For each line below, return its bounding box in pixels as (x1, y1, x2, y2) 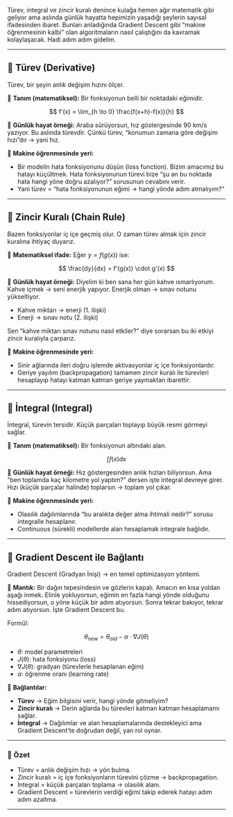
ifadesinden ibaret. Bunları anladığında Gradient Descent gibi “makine (7, 21, 206, 28)
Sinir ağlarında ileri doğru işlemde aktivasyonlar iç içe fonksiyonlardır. (17, 361, 216, 369)
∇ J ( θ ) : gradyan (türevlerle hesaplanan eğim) (17, 663, 144, 671)
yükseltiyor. (7, 292, 40, 301)
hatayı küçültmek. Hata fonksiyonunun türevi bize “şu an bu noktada (17, 170, 213, 178)
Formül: (7, 619, 29, 627)
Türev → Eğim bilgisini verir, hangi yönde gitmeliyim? (17, 697, 169, 705)
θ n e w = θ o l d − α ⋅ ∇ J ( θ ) (84, 632, 149, 643)
